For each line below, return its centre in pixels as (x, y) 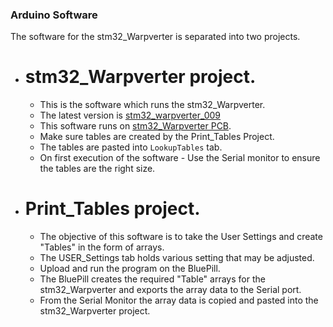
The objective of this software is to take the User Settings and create (181, 237)
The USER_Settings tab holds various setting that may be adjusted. (177, 258)
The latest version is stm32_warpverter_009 (130, 115)
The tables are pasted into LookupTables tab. (131, 147)
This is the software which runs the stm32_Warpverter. (152, 105)
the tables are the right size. (97, 169)
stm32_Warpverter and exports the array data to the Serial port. (170, 290)
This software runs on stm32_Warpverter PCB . (135, 126)
